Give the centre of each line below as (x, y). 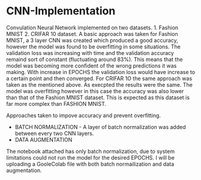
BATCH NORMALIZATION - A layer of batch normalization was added (100, 127)
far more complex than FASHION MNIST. (56, 103)
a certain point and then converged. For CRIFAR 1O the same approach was (99, 78)
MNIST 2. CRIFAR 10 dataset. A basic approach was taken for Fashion (92, 33)
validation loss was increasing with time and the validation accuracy (90, 53)
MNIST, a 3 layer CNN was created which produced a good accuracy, (92, 40)
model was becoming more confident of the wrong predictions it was (91, 65)
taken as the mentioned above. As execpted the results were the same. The (100, 84)
